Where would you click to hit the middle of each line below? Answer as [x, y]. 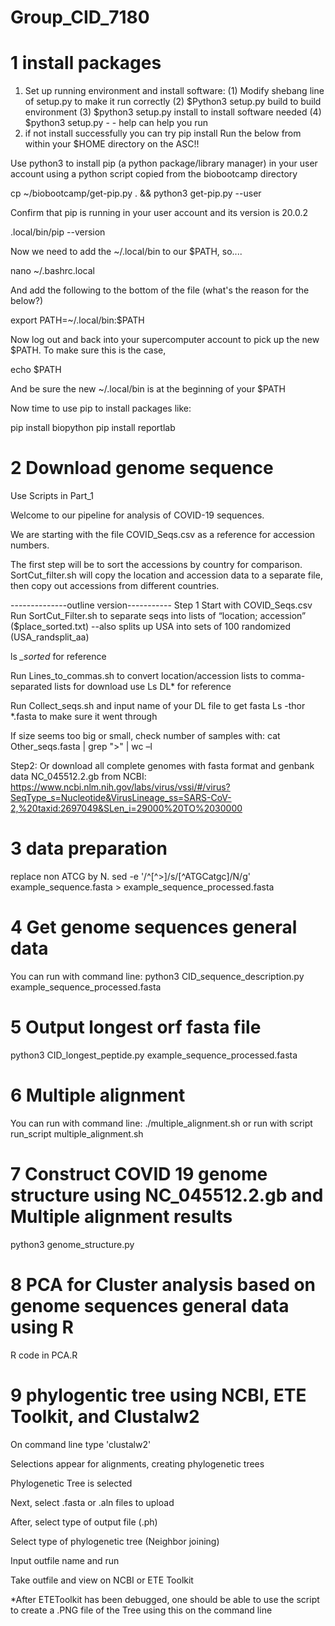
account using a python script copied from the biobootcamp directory [154, 174]
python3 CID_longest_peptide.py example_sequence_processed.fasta [154, 1055]
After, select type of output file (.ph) [84, 1522]
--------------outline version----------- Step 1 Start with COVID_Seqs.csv [161, 605]
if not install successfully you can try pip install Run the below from [163, 133]
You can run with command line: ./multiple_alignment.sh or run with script [161, 1123]
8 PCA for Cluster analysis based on [163, 1284]
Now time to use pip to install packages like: [101, 408]
